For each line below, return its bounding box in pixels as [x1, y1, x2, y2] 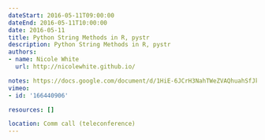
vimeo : [8, 84, 30, 92]
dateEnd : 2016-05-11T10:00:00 [8, 19, 108, 27]
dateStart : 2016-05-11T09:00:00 [8, 11, 114, 20]
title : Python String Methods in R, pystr [8, 33, 150, 42]
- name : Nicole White [8, 56, 80, 64]
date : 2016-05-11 [8, 26, 65, 34]
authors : [8, 48, 37, 56]
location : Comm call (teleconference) [8, 120, 136, 128]
